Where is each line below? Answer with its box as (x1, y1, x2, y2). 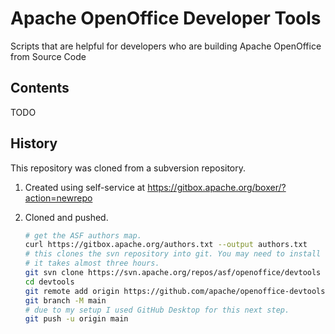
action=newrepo (24, 192, 93, 204)
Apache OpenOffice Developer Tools (10, 7, 322, 30)
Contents (10, 80, 70, 97)
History (10, 135, 58, 152)
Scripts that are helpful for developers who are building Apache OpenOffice (10, 40, 322, 52)
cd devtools (24, 277, 75, 287)
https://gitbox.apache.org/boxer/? (147, 181, 287, 193)
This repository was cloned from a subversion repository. (10, 162, 247, 174)
